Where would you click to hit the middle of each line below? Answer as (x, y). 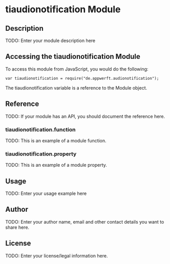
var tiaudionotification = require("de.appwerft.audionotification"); (82, 78)
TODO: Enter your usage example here (46, 193)
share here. (17, 227)
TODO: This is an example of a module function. (56, 140)
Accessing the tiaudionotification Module (73, 57)
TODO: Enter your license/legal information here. (57, 256)
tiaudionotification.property (41, 153)
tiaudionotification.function (40, 129)
